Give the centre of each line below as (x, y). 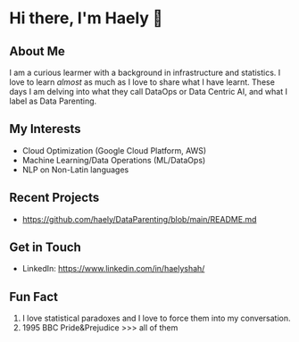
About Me (37, 51)
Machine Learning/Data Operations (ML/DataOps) (114, 160)
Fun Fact (33, 297)
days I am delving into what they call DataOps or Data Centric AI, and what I (149, 92)
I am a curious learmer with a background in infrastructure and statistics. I (145, 72)
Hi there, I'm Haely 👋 (86, 18)
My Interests (45, 129)
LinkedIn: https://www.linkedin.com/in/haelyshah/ (113, 269)
